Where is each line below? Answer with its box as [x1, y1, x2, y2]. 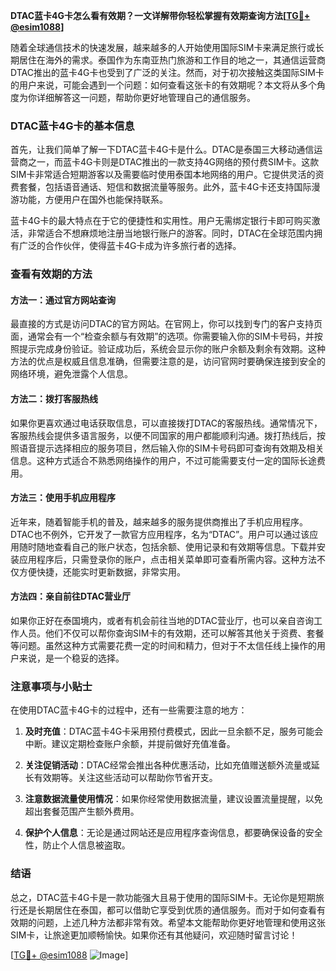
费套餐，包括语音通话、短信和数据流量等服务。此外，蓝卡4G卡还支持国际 [10, 181, 312, 193]
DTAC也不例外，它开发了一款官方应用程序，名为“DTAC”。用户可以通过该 [10, 528, 310, 540]
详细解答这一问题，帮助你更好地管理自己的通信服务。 [36, 92, 256, 103]
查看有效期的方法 [10, 267, 93, 281]
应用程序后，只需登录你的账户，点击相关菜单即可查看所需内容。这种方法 [18, 553, 317, 565]
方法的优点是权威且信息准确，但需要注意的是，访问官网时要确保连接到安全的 [10, 355, 326, 368]
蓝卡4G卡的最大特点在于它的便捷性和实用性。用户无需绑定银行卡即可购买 [10, 215, 312, 227]
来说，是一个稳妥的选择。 [18, 652, 125, 664]
